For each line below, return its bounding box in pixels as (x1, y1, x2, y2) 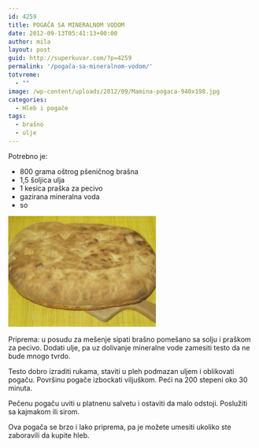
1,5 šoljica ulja (19, 175, 65, 184)
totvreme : (8, 71, 41, 79)
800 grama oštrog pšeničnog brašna (19, 166, 139, 176)
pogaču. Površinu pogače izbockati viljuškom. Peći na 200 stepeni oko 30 (8, 375, 248, 384)
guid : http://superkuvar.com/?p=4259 (8, 54, 132, 62)
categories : (8, 95, 47, 104)
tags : (8, 113, 26, 120)
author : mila (8, 38, 51, 46)
